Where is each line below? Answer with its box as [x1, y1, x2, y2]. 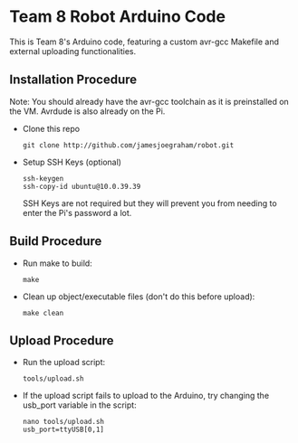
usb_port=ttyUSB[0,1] [22, 425, 104, 435]
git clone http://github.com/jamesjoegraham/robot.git [22, 140, 235, 150]
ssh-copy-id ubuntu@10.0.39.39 [22, 182, 141, 191]
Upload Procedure [9, 333, 115, 348]
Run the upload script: [22, 357, 106, 368]
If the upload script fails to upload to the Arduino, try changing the [22, 391, 270, 401]
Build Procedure [9, 233, 102, 250]
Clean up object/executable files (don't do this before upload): [22, 291, 255, 302]
